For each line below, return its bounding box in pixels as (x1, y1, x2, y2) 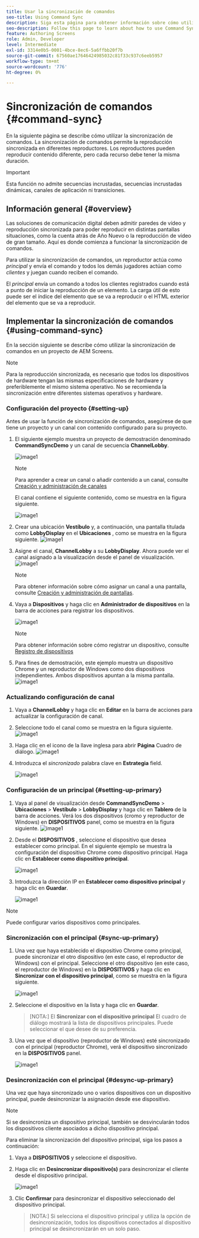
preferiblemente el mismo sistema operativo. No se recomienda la (6, 383, 167, 390)
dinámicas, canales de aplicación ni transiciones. (6, 187, 126, 194)
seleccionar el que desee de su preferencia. (29, 1026, 137, 1032)
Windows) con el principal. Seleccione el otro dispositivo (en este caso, (14, 959, 190, 967)
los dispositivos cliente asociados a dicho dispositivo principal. (6, 1125, 159, 1132)
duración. (6, 158, 30, 165)
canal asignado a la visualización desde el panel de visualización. (14, 554, 175, 561)
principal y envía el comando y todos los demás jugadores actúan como (6, 263, 182, 270)
